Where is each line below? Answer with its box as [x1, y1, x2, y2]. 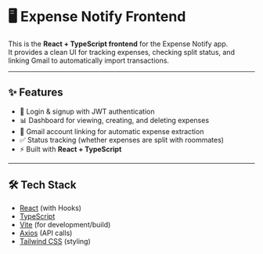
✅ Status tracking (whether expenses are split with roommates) [19, 135, 225, 144]
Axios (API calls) [19, 228, 73, 238]
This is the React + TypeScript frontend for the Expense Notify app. [8, 38, 229, 49]
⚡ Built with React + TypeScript [19, 144, 122, 154]
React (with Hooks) [19, 203, 82, 212]
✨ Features [8, 85, 63, 100]
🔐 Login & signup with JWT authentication [19, 107, 155, 116]
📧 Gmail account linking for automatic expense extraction [19, 126, 204, 136]
